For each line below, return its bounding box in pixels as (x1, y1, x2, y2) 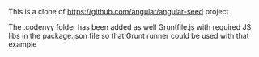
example (8, 39, 37, 49)
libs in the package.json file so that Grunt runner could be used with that (8, 31, 249, 40)
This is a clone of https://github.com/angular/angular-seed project (8, 7, 229, 16)
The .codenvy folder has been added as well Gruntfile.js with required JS (8, 22, 252, 31)
